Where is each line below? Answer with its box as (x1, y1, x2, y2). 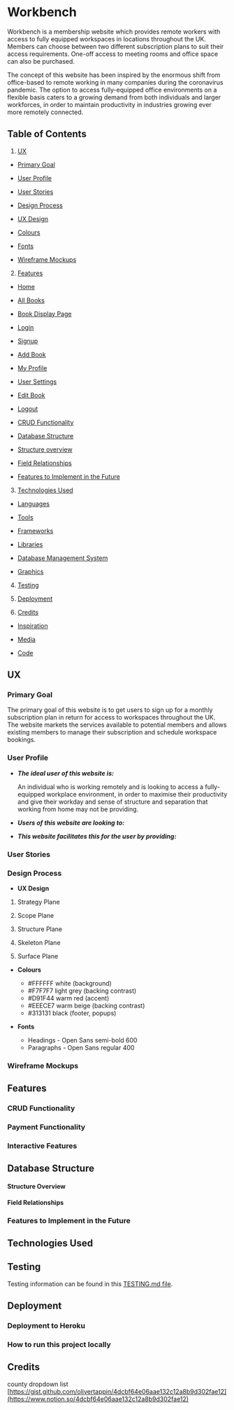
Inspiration (17, 621, 48, 630)
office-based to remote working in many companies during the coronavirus (7, 78, 224, 86)
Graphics (17, 567, 44, 575)
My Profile (17, 363, 47, 372)
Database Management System (17, 554, 108, 562)
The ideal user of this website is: (17, 769, 114, 777)
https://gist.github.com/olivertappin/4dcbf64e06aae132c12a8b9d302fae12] (9, 1387, 227, 1395)
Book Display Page (17, 309, 72, 318)
